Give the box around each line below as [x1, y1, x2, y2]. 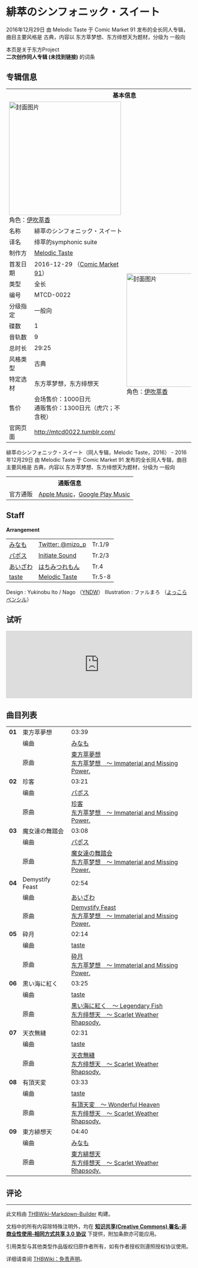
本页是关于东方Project [6, 45, 60, 53]
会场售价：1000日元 [34, 395, 91, 403]
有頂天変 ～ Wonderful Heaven [71, 1101, 160, 1109]
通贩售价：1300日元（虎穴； [34, 403, 115, 412]
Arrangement [6, 526, 40, 533]
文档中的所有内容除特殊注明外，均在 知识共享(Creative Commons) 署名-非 [6, 1223, 187, 1230]
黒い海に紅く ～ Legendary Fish [71, 1002, 163, 1010]
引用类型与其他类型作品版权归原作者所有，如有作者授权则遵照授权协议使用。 [6, 1243, 192, 1250]
